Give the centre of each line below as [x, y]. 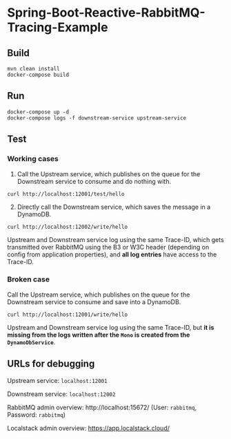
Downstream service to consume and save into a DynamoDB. [94, 301]
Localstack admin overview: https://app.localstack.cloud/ [89, 428]
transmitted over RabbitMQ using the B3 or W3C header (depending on [108, 247]
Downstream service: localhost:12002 [61, 394]
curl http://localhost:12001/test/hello [66, 194]
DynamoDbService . [31, 342]
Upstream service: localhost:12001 [58, 380]
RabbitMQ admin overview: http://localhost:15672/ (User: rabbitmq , [102, 407]
